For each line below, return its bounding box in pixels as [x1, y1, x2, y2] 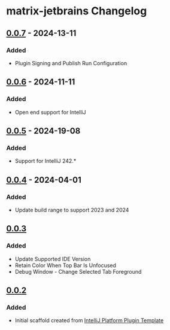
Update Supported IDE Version [14, 255, 91, 262]
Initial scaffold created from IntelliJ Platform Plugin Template [14, 317, 164, 324]
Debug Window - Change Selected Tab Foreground [14, 268, 142, 275]
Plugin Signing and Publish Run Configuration [14, 59, 127, 66]
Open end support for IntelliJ [14, 108, 86, 116]
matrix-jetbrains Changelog [6, 4, 147, 18]
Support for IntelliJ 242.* [14, 158, 77, 165]
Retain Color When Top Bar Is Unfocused [14, 262, 117, 269]
